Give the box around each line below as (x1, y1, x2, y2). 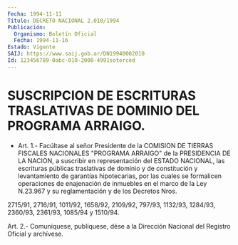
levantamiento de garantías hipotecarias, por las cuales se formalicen (17, 172, 222, 180)
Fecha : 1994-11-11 (7, 10, 62, 18)
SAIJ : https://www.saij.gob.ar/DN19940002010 (7, 51, 145, 58)
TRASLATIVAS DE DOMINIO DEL (7, 103, 200, 118)
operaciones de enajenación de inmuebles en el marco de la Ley (17, 179, 207, 187)
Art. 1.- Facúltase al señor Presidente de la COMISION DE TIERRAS (17, 141, 214, 150)
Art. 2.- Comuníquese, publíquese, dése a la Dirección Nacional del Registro (7, 221, 231, 230)
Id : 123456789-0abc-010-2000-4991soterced (7, 57, 135, 64)
